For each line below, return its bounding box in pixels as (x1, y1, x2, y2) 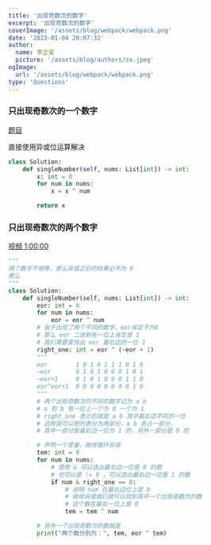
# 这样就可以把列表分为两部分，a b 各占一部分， (36, 420, 177, 428)
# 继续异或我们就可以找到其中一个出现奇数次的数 (64, 493, 202, 501)
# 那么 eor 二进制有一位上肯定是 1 (36, 331, 140, 340)
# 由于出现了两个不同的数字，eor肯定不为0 (36, 324, 159, 332)
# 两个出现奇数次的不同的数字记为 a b (36, 397, 147, 405)
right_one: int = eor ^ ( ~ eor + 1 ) (36, 346, 155, 354)
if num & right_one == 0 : (50, 478, 136, 486)
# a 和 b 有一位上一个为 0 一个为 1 (36, 405, 144, 413)
